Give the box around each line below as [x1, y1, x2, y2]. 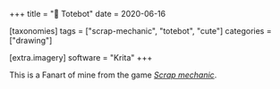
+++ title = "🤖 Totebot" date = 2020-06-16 [9, 9, 166, 19]
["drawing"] [9, 36, 53, 45]
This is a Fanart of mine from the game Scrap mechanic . [9, 69, 217, 80]
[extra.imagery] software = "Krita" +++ [9, 53, 153, 62]
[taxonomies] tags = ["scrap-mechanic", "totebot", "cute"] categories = [9, 26, 272, 36]
